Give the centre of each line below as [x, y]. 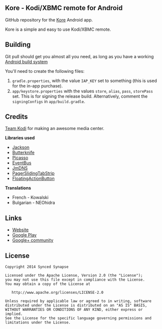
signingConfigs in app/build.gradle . [49, 101]
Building [18, 45]
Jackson [21, 147]
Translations [18, 188]
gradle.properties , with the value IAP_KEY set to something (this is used [84, 81]
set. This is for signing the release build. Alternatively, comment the [80, 96]
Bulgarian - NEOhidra [33, 203]
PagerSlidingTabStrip [33, 174]
